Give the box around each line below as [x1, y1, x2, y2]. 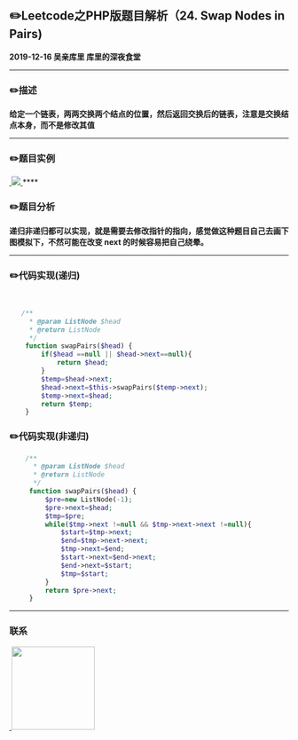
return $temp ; [41, 399, 93, 408]
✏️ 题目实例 [9, 153, 56, 165]
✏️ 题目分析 [9, 201, 56, 213]
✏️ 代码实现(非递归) [9, 430, 90, 443]
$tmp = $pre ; [44, 511, 86, 521]
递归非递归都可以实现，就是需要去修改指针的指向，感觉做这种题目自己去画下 [9, 225, 289, 236]
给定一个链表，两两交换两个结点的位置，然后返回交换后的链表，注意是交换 [9, 109, 281, 120]
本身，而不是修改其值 [16, 120, 95, 130]
